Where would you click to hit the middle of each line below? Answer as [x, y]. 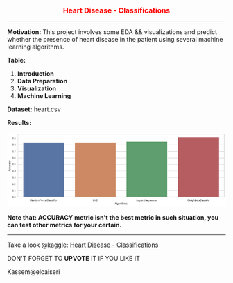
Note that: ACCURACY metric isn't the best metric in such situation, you [113, 218]
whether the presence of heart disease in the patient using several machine [115, 40]
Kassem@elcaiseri [34, 272]
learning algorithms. [36, 47]
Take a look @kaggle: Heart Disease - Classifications [83, 245]
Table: [17, 60]
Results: [19, 123]
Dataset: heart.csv [34, 109]
